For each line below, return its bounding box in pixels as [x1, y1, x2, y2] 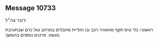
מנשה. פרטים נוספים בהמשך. [5, 32, 61, 38]
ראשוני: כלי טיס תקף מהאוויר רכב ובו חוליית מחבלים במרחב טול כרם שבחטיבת [5, 27, 153, 33]
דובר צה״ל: [5, 17, 27, 23]
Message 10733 [5, 4, 56, 12]
